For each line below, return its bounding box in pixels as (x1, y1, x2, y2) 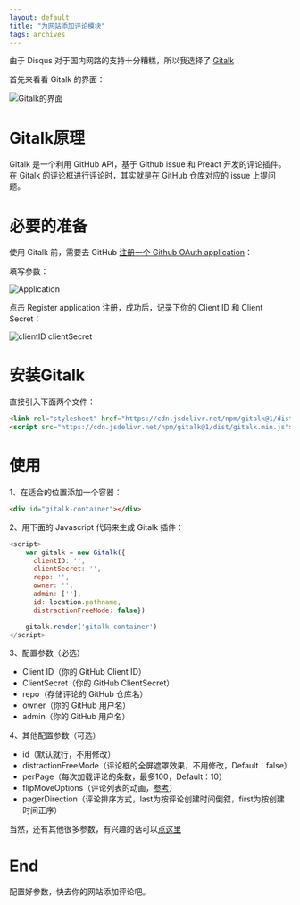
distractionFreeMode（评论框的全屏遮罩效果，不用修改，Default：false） (21, 760, 292, 771)
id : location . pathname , (32, 597, 122, 607)
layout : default (9, 12, 70, 22)
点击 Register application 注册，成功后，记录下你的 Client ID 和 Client (9, 303, 263, 313)
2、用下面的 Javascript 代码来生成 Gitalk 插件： (9, 521, 185, 532)
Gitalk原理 (9, 128, 86, 148)
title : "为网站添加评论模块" (9, 21, 105, 30)
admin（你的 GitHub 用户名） (21, 711, 130, 722)
